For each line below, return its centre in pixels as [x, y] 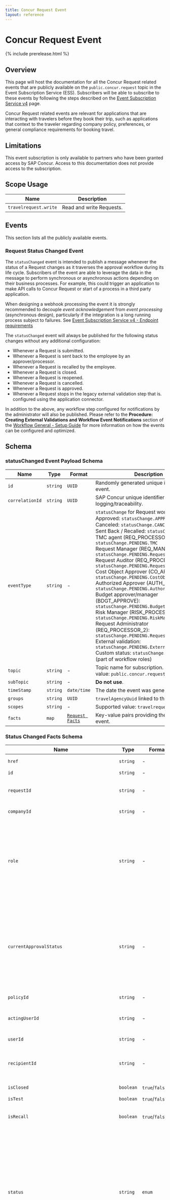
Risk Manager [112, 612]
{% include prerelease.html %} [37, 54]
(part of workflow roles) [124, 659]
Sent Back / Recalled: [121, 531]
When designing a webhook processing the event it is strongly [70, 304]
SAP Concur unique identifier [130, 497]
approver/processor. [34, 361]
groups [16, 698]
